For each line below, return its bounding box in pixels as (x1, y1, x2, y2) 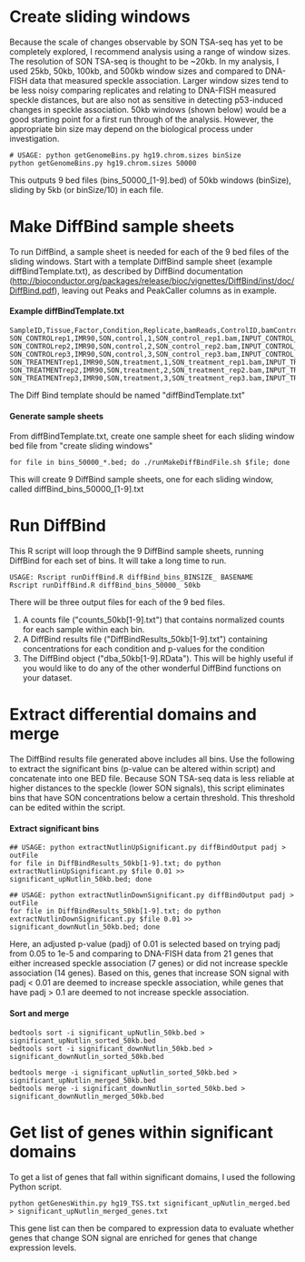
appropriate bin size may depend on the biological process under (9, 123, 254, 134)
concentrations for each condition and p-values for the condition (22, 643, 265, 654)
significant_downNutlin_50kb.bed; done (9, 923, 161, 932)
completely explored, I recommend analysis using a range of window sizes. (9, 45, 290, 56)
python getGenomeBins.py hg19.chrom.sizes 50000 (9, 158, 197, 167)
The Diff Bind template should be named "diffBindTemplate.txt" (9, 389, 246, 401)
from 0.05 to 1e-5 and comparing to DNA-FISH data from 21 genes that (9, 948, 274, 959)
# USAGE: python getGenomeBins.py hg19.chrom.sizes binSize (9, 150, 242, 160)
